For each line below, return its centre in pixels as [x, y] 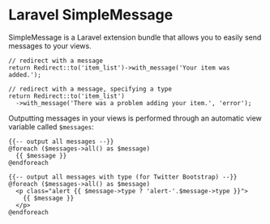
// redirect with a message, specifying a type [90, 89]
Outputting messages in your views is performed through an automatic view [135, 118]
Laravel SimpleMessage [91, 15]
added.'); [25, 74]
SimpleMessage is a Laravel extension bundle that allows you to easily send [135, 37]
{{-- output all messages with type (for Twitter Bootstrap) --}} [123, 177]
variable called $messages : [51, 126]
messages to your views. [50, 45]
